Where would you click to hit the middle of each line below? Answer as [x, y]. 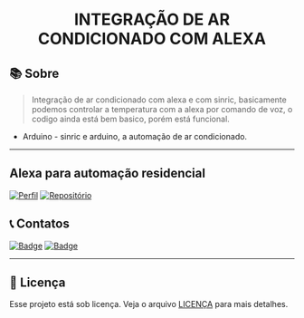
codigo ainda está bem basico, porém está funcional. [131, 119]
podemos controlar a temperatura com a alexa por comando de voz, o [162, 109]
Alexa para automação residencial [108, 173]
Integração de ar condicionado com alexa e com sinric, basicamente [159, 100]
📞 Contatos [39, 224]
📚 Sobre [34, 73]
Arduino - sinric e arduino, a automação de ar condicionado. [134, 136]
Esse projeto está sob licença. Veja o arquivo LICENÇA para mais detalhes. [149, 304]
